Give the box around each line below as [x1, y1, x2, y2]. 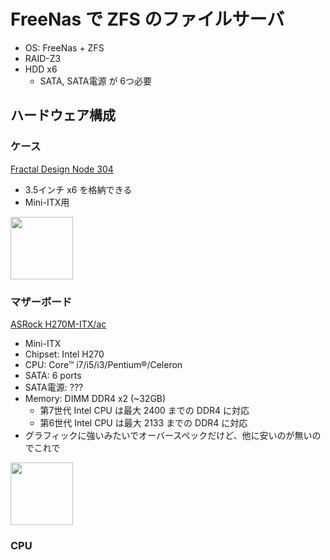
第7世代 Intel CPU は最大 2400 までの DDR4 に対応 [39, 404, 250, 416]
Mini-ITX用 [24, 196, 70, 208]
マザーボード [10, 295, 73, 309]
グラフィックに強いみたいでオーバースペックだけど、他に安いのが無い [24, 429, 313, 441]
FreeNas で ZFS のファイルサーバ [10, 8, 285, 31]
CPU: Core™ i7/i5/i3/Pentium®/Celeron [24, 358, 183, 370]
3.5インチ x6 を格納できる [24, 183, 133, 195]
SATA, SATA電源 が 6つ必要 [39, 75, 153, 87]
